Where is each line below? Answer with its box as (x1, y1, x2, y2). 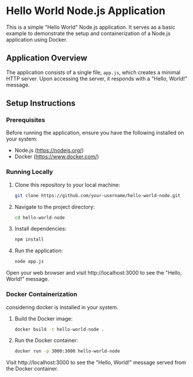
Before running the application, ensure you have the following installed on (6, 129, 184, 136)
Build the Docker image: (14, 315, 73, 322)
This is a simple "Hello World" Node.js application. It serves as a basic (6, 24, 176, 31)
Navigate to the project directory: (14, 203, 95, 210)
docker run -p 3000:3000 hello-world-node (14, 348, 120, 354)
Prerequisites (6, 116, 45, 124)
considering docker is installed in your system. (6, 303, 118, 311)
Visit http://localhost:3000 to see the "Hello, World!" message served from (6, 359, 187, 366)
